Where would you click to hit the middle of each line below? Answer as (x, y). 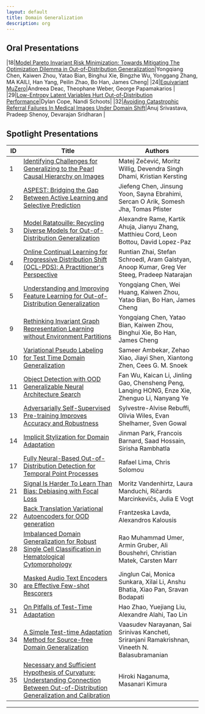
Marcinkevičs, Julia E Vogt (156, 499)
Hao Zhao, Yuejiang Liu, (152, 607)
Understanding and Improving (66, 288)
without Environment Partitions (67, 336)
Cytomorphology (48, 564)
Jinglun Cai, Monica (147, 574)
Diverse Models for (51, 230)
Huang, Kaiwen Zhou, (149, 292)
